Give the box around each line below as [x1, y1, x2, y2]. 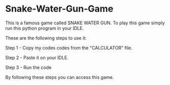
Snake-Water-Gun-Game [5, 3, 114, 15]
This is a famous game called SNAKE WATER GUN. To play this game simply [5, 20, 165, 26]
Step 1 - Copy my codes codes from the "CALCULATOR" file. [5, 45, 133, 51]
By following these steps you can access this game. [5, 74, 114, 80]
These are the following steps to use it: [5, 35, 87, 41]
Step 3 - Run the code [5, 64, 52, 70]
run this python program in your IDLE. [5, 25, 84, 31]
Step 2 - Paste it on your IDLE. [5, 54, 69, 61]
